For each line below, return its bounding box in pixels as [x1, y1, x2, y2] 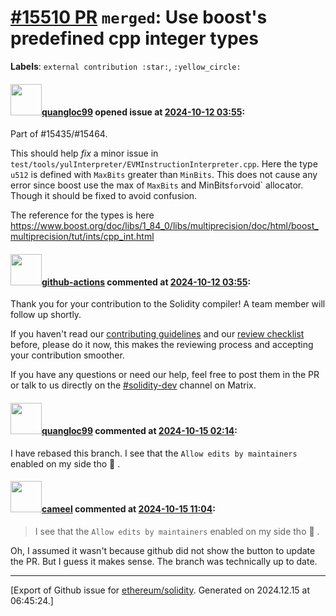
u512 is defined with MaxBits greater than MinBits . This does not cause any [10, 169, 318, 181]
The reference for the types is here [10, 209, 155, 221]
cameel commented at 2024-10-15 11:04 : [41, 503, 216, 515]
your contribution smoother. [10, 349, 125, 361]
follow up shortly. [10, 309, 82, 321]
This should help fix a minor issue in [10, 147, 159, 160]
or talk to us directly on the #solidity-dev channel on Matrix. [10, 379, 257, 391]
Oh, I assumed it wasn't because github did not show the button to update [10, 544, 316, 556]
